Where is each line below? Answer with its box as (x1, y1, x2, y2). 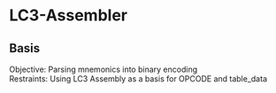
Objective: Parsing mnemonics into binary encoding (9, 64, 197, 74)
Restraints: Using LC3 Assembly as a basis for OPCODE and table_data (9, 74, 268, 84)
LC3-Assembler (9, 5, 128, 26)
